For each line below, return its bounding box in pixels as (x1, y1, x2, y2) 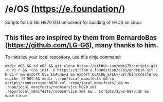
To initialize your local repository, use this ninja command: (5, 54, 121, 60)
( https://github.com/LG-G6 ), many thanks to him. (5, 41, 158, 50)
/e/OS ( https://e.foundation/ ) (5, 3, 126, 15)
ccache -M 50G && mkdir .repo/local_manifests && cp (5, 76, 114, 81)
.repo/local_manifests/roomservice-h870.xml (5, 85, 97, 89)
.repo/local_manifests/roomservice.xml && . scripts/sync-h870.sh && (5, 89, 149, 94)
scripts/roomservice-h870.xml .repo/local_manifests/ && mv (5, 80, 130, 85)
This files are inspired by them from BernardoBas (5, 34, 157, 42)
